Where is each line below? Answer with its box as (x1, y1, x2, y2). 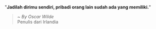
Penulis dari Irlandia (17, 19, 59, 25)
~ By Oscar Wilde (17, 14, 54, 19)
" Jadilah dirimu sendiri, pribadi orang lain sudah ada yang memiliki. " (5, 4, 151, 10)
